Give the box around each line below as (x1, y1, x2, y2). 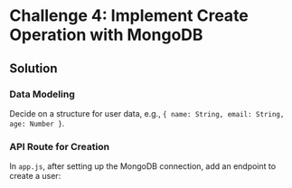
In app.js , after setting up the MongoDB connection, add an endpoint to (9, 161, 277, 172)
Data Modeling (9, 88, 75, 100)
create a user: (9, 171, 61, 182)
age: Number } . (9, 117, 65, 128)
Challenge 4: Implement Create (9, 5, 249, 26)
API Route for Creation (9, 140, 110, 153)
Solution (9, 61, 58, 76)
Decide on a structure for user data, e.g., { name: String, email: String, (9, 108, 285, 118)
